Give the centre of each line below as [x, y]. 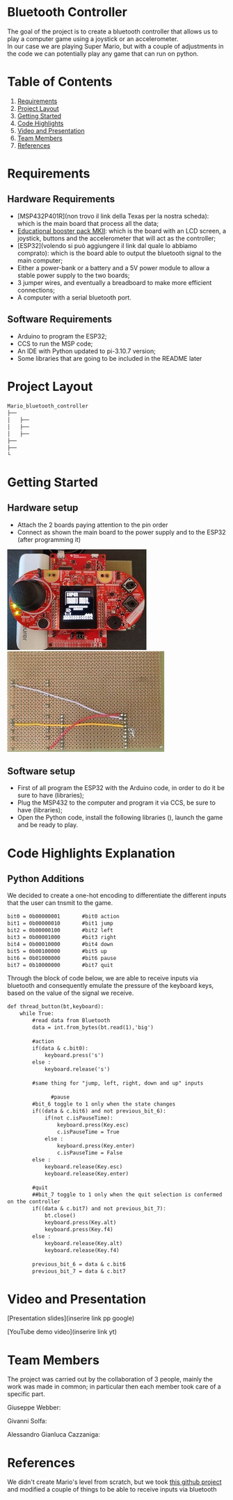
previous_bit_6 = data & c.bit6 [79, 1265]
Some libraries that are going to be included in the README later [110, 358]
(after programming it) [49, 539]
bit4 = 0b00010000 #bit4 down [60, 945]
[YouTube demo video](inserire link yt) [62, 1332]
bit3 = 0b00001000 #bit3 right [62, 938]
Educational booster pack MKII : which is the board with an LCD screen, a [122, 231]
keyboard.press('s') [74, 1056]
